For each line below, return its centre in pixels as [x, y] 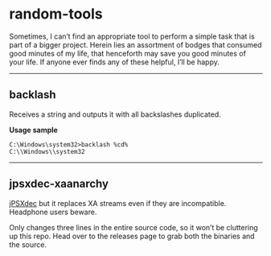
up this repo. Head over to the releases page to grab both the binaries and [132, 236]
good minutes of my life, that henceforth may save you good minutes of [127, 53]
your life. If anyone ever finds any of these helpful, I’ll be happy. [115, 62]
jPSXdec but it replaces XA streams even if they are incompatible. [118, 203]
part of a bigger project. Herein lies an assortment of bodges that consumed [135, 44]
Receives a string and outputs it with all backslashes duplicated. [115, 114]
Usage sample [34, 130]
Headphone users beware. [53, 212]
